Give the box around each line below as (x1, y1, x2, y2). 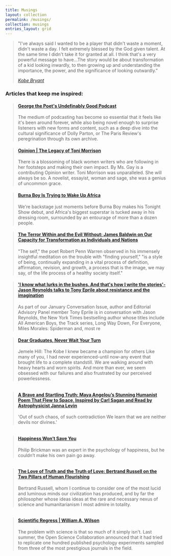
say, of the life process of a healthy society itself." (17, 270, 123, 276)
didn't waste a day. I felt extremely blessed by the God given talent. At (17, 46, 165, 52)
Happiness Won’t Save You (17, 436, 77, 442)
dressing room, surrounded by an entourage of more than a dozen (17, 214, 157, 220)
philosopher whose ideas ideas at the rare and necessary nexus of (17, 496, 158, 502)
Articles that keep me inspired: (5, 90, 83, 97)
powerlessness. (17, 375, 51, 382)
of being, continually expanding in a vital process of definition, (17, 259, 149, 265)
